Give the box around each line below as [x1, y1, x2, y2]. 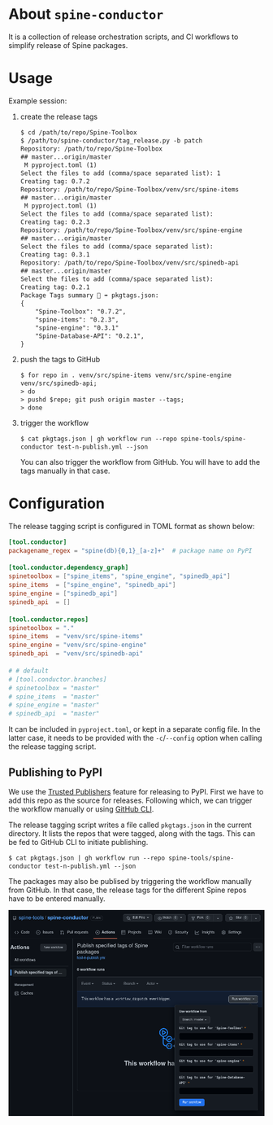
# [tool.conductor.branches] [8, 675, 107, 684]
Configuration [8, 494, 106, 513]
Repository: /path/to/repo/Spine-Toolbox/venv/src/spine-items [19, 185, 240, 194]
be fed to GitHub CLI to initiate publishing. [8, 838, 149, 847]
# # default [8, 667, 49, 675]
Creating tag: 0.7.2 [19, 177, 90, 186]
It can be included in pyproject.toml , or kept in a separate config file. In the [8, 724, 262, 734]
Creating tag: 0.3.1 [19, 250, 90, 259]
